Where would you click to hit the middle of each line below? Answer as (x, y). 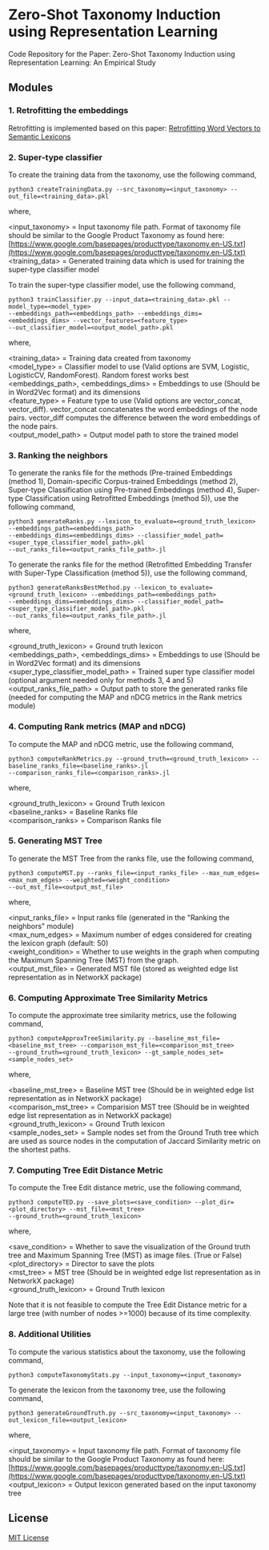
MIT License (29, 1537)
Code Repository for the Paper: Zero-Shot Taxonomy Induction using (122, 54)
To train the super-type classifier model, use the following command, (122, 285)
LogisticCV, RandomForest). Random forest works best (99, 375)
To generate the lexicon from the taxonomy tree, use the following (117, 1390)
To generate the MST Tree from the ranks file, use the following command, (131, 858)
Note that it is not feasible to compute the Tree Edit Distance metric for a (128, 1305)
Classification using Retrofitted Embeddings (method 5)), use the (132, 499)
